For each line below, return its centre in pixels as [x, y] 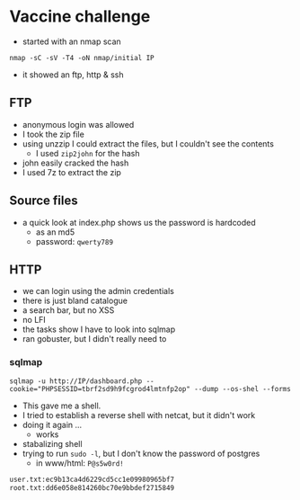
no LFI [34, 320]
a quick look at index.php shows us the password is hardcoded [139, 222]
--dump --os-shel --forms [243, 388]
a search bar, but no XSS [68, 310]
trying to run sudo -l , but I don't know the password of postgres [141, 453]
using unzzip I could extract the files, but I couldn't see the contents [148, 143]
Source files [44, 201]
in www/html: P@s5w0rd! [79, 463]
